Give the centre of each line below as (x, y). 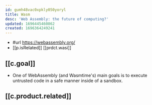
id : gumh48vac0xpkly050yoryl (36, 10)
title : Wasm (18, 14)
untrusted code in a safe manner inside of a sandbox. (67, 81)
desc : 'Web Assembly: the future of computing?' (57, 19)
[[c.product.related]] (38, 96)
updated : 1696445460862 (30, 24)
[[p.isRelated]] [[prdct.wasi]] (42, 48)
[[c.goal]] (20, 63)
